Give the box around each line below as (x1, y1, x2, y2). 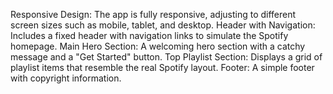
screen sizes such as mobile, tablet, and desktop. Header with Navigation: (10, 19, 316, 31)
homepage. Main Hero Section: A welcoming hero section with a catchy (10, 40, 306, 52)
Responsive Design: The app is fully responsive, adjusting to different (10, 9, 297, 20)
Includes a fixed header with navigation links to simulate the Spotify (10, 30, 289, 41)
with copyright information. (10, 72, 122, 84)
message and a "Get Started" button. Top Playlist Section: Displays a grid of (10, 51, 323, 63)
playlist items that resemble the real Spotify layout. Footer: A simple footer (10, 62, 315, 73)
